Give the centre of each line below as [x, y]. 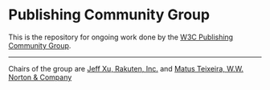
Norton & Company [40, 77]
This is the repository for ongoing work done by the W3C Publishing [121, 37]
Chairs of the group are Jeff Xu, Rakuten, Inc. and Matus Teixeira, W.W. [126, 68]
